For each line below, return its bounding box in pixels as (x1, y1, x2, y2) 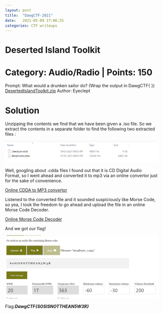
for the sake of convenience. (5, 177, 63, 184)
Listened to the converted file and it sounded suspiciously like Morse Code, (5, 196, 156, 202)
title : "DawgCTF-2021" (5, 13, 53, 18)
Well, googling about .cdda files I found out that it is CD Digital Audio (5, 167, 142, 173)
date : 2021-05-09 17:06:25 (5, 18, 64, 23)
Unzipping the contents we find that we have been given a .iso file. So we (5, 121, 152, 127)
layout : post (5, 8, 32, 13)
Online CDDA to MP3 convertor (5, 187, 67, 193)
